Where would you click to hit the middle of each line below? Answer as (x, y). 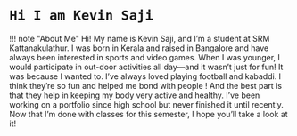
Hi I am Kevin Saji (81, 16)
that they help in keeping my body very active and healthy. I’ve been (135, 95)
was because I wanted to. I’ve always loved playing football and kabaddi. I (145, 76)
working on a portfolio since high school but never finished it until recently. (146, 104)
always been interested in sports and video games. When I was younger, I (145, 57)
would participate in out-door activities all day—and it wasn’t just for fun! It (146, 67)
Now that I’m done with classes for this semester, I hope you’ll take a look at (148, 114)
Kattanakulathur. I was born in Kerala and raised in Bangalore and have (139, 48)
